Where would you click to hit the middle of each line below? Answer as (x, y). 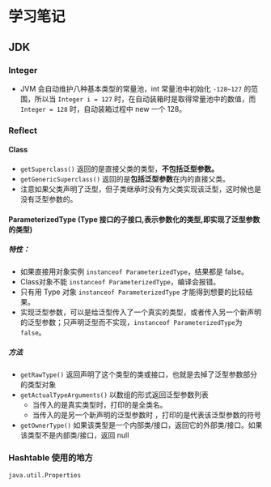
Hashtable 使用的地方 (51, 458)
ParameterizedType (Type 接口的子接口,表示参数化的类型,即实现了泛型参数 (134, 219)
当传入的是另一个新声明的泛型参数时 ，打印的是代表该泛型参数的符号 (146, 415)
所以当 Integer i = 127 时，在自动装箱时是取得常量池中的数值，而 (145, 99)
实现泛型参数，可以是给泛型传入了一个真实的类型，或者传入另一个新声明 (140, 312)
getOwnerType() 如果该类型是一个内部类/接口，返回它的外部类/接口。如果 (141, 425)
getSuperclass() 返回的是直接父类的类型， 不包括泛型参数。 (119, 169)
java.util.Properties (45, 475)
